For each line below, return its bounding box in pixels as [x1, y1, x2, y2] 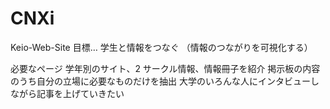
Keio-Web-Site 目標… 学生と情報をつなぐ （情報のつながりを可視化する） [10, 41, 313, 53]
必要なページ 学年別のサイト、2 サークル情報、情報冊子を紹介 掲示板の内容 [10, 62, 321, 74]
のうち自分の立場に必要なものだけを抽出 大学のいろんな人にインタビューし [10, 75, 320, 87]
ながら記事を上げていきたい [10, 87, 125, 99]
